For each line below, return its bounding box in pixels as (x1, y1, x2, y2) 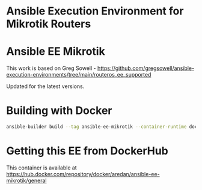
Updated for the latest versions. (6, 83, 85, 90)
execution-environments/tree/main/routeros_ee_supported (6, 71, 151, 78)
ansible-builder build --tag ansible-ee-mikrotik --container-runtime (6, 124, 187, 130)
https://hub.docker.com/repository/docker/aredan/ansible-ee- (6, 170, 161, 177)
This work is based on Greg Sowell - (6, 65, 96, 72)
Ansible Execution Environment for (6, 4, 184, 18)
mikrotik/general (6, 177, 47, 184)
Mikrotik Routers (6, 17, 91, 31)
